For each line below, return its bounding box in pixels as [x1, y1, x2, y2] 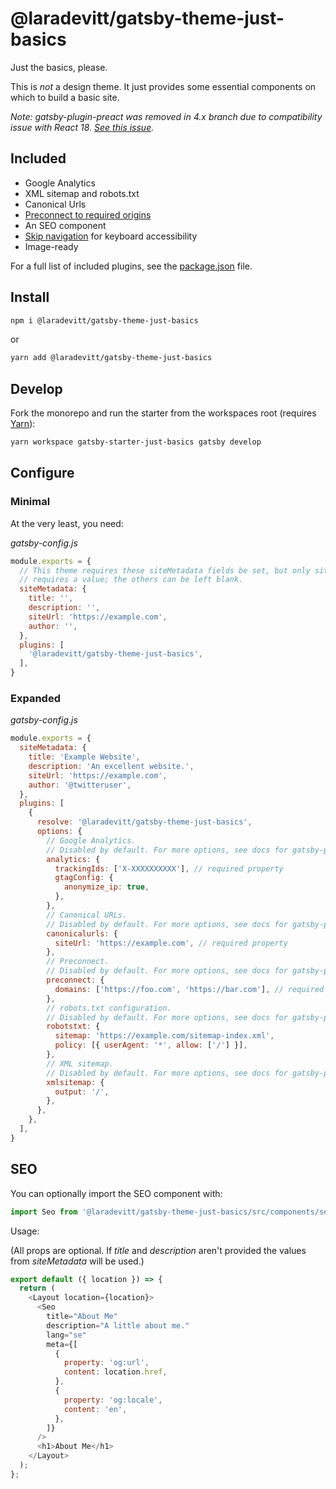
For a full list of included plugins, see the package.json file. [10, 260, 253, 272]
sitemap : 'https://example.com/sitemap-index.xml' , [54, 1031, 275, 1041]
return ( [19, 1283, 56, 1294]
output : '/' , [54, 1087, 110, 1097]
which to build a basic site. [10, 91, 120, 103]
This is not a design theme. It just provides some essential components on [10, 80, 317, 92]
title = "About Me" [46, 1312, 118, 1322]
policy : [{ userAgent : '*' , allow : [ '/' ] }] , [54, 1040, 248, 1051]
